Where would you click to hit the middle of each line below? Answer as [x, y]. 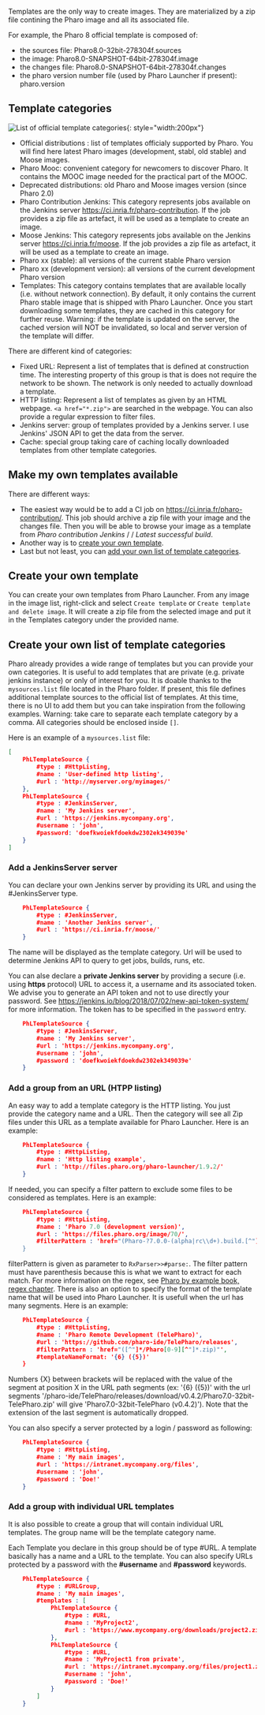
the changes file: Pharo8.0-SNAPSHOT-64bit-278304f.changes [123, 67]
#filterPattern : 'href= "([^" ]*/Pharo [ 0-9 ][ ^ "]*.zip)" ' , [132, 1349]
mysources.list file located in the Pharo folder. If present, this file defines [127, 689]
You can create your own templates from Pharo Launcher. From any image [129, 595]
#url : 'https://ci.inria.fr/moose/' [98, 930]
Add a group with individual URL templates [91, 1507]
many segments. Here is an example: [68, 1306]
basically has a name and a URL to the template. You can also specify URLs [131, 1556]
